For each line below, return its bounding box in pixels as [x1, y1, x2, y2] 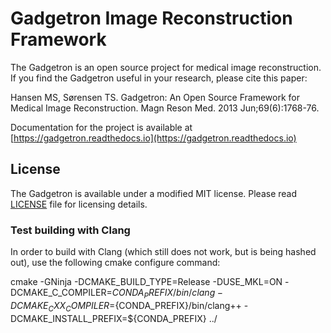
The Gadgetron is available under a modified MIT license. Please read [10, 187, 298, 199]
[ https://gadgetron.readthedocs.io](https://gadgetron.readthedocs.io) [10, 132, 297, 144]
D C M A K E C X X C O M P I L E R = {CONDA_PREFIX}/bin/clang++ [10, 299, 242, 314]
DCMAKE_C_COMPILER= [10, 287, 113, 299]
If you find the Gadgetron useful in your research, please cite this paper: [10, 72, 308, 84]
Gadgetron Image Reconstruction [10, 7, 293, 30]
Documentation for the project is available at [10, 121, 193, 133]
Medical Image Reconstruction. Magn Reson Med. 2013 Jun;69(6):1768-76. [10, 102, 320, 114]
